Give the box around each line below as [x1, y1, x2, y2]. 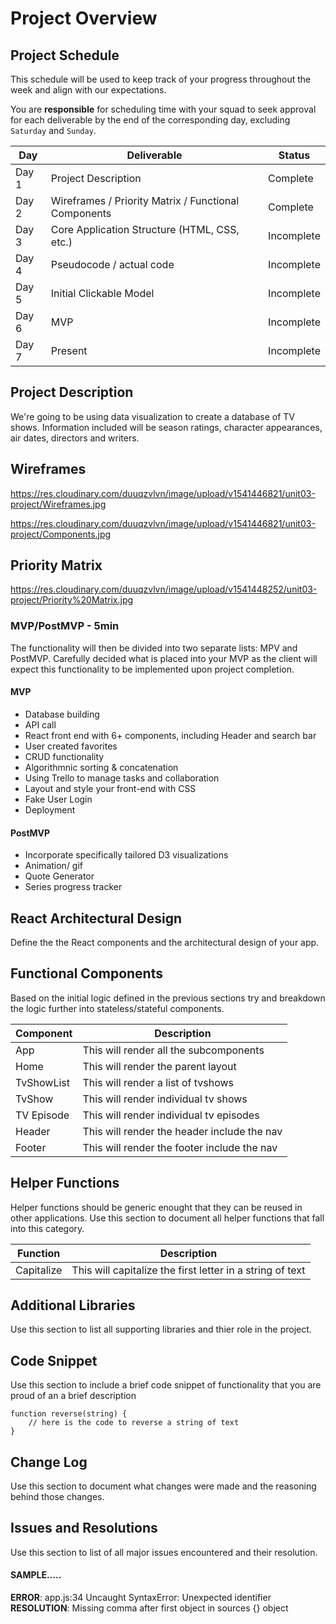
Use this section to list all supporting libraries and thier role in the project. [10, 1323, 312, 1336]
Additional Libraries [10, 1297, 136, 1314]
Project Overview [10, 7, 158, 30]
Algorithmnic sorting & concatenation [24, 761, 179, 773]
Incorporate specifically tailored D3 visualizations [24, 849, 229, 861]
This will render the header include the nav [82, 1124, 283, 1138]
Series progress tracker [24, 881, 123, 893]
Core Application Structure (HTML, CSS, [50, 223, 240, 236]
